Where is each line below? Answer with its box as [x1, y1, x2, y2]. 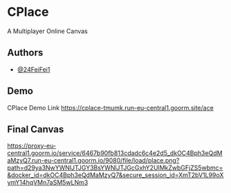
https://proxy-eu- [7, 142, 57, 150]
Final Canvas [7, 123, 64, 135]
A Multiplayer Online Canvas [7, 27, 89, 35]
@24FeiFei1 [17, 65, 50, 73]
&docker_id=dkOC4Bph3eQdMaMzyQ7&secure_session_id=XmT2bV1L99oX [7, 171, 224, 179]
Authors [7, 47, 44, 59]
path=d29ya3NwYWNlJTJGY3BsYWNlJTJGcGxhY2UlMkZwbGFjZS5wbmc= [7, 163, 223, 172]
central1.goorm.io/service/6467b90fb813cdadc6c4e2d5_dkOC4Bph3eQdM [7, 149, 223, 157]
